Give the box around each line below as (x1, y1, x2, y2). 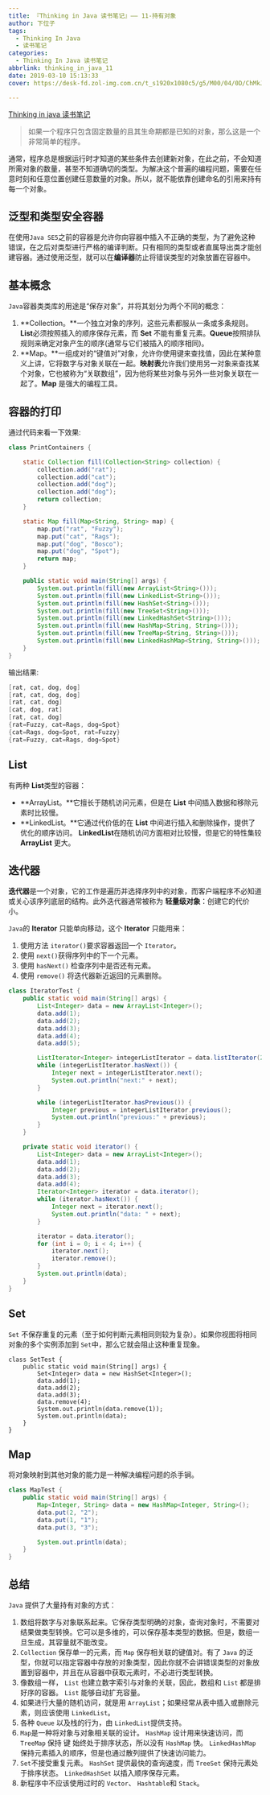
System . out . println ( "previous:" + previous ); (51, 1113, 207, 1121)
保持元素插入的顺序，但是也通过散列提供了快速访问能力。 (19, 1748, 211, 1757)
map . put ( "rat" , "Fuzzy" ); (37, 525, 125, 533)
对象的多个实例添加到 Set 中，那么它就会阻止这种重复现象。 (8, 1339, 205, 1349)
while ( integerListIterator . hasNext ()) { (37, 1062, 178, 1070)
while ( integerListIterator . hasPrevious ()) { (37, 1098, 193, 1107)
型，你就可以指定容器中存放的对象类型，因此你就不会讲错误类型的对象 (19, 1657, 253, 1667)
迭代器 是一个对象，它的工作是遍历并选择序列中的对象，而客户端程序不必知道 (8, 886, 262, 896)
